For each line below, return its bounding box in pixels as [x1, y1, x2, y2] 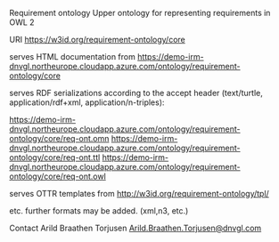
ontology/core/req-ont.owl [9, 171, 107, 181]
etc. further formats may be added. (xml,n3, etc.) [9, 206, 189, 216]
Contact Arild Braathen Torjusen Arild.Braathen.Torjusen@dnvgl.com [9, 222, 262, 233]
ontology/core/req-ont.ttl [9, 152, 101, 163]
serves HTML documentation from [9, 52, 135, 61]
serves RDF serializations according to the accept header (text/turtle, [9, 88, 263, 98]
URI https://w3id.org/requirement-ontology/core [9, 35, 185, 44]
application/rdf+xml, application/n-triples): [9, 97, 165, 108]
